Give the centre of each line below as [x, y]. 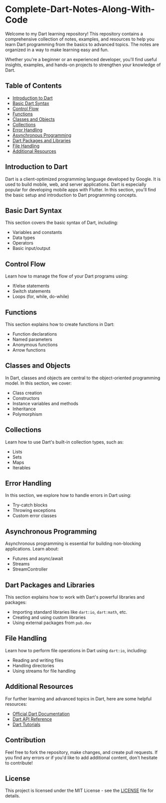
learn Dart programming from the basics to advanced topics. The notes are [82, 44]
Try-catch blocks [30, 505]
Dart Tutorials [26, 724]
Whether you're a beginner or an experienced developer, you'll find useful [81, 59]
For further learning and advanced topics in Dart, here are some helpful [79, 699]
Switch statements [31, 291]
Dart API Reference [32, 719]
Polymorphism [27, 414]
